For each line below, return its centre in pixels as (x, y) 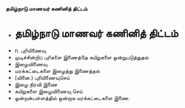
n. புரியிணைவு (30, 50)
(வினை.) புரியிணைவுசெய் (42, 77)
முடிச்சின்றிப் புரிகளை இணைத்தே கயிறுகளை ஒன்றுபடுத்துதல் (82, 57)
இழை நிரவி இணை (36, 84)
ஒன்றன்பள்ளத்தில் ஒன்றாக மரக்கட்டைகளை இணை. (72, 98)
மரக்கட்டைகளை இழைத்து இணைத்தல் (57, 71)
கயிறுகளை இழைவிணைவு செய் (49, 91)
